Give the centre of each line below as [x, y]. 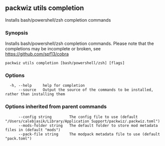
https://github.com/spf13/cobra [37, 54]
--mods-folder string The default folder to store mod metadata [88, 125]
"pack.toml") [19, 138]
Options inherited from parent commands [56, 107]
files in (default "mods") [33, 130]
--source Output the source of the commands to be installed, [86, 90]
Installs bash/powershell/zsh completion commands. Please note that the [80, 43]
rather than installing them [35, 94]
